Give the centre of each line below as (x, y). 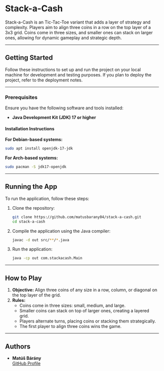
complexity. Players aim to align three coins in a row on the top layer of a (78, 27)
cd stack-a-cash (29, 222)
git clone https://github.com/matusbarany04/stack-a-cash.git (77, 217)
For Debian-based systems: (34, 140)
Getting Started (29, 58)
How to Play (24, 278)
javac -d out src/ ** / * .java (41, 240)
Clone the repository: (33, 208)
